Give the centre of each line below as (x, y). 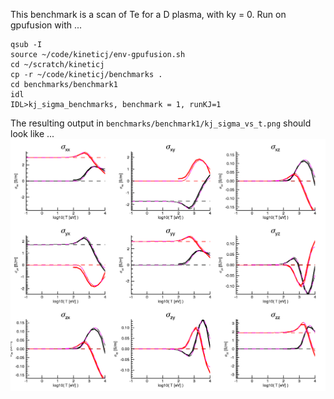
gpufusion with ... (46, 25)
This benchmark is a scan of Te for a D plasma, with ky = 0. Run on (148, 14)
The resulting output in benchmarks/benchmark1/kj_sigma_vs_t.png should (161, 123)
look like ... (32, 133)
